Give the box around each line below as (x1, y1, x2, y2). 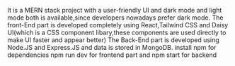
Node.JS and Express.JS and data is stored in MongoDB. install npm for (7, 44, 217, 51)
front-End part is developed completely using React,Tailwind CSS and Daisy (7, 21, 229, 29)
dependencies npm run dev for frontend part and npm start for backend (7, 51, 217, 59)
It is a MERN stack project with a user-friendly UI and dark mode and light (7, 6, 222, 14)
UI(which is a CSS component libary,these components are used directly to (7, 28, 227, 37)
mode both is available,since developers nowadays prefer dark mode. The (7, 13, 224, 22)
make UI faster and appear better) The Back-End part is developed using (7, 36, 219, 44)
